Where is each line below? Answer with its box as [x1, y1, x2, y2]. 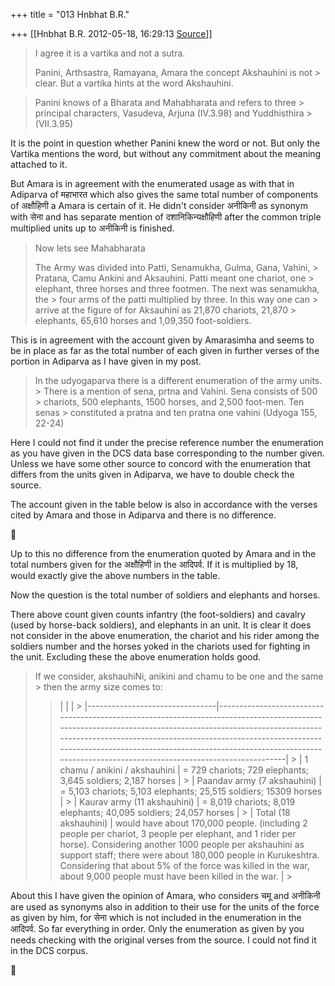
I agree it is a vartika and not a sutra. [34, 47, 186, 59]
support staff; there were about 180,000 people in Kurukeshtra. [59, 849, 320, 861]
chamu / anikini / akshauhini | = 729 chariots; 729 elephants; [59, 764, 310, 776]
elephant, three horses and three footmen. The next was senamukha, [34, 283, 320, 294]
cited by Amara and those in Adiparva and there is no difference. [10, 509, 277, 521]
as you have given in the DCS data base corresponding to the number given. [10, 447, 325, 459]
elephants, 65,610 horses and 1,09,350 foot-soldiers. [34, 315, 252, 326]
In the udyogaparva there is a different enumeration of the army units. [34, 375, 323, 386]
